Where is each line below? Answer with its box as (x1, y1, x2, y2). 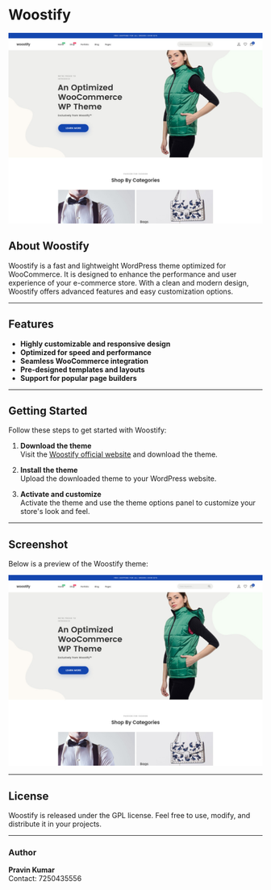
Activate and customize (19, 490, 102, 499)
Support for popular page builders (19, 373, 137, 382)
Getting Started (8, 403, 88, 417)
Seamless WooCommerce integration (19, 356, 149, 366)
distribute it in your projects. (8, 819, 102, 829)
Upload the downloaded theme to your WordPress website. (19, 474, 217, 483)
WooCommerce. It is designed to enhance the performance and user (8, 269, 237, 279)
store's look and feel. (19, 507, 90, 516)
